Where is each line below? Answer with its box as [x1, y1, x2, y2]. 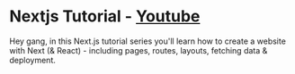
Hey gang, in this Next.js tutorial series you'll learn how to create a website [9, 36, 286, 46]
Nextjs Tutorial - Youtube [9, 6, 201, 27]
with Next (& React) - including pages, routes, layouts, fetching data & [9, 45, 268, 55]
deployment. [9, 54, 56, 65]
